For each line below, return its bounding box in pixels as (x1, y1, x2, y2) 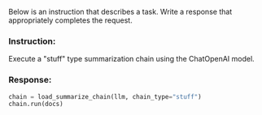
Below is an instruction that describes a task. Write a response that (8, 7, 233, 16)
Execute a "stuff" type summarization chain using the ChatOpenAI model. (8, 54, 255, 64)
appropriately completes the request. (8, 15, 133, 25)
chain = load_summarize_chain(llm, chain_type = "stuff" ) (8, 92, 202, 100)
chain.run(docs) (8, 100, 63, 109)
